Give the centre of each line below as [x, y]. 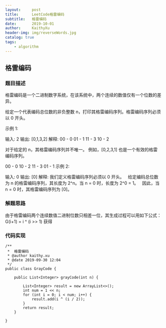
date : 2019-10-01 [30, 24]
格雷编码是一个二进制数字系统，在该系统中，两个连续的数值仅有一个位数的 [81, 95]
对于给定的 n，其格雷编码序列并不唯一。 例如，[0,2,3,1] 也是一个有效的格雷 [81, 150]
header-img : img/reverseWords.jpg [41, 33]
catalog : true [20, 38]
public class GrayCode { [31, 268]
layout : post [23, 10]
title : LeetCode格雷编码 [35, 14]
